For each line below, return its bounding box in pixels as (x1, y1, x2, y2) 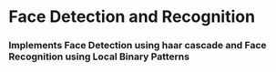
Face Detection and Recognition (8, 6, 256, 27)
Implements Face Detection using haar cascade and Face (8, 39, 267, 52)
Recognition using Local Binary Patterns (8, 50, 190, 63)
